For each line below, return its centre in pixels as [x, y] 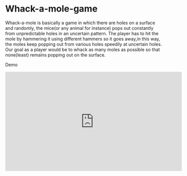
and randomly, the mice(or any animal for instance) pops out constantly [79, 28]
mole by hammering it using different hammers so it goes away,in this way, [83, 39]
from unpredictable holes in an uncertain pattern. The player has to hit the [82, 33]
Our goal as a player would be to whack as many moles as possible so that [83, 49]
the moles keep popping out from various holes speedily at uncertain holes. [84, 44]
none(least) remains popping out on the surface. [55, 55]
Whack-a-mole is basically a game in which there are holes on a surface [80, 23]
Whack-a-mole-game [51, 9]
